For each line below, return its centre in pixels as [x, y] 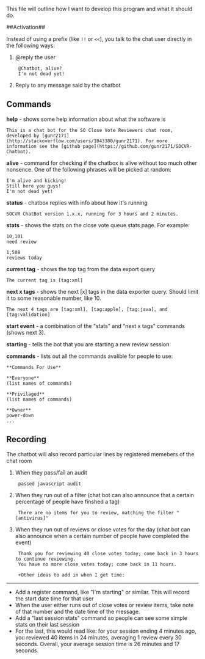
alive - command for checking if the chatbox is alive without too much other [102, 163]
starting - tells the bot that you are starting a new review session [88, 344]
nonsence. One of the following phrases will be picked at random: [89, 169]
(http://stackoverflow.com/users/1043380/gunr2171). [75, 141]
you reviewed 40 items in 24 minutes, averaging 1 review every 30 [98, 637]
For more [156, 141]
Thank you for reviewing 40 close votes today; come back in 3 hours [108, 553]
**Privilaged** [26, 394]
